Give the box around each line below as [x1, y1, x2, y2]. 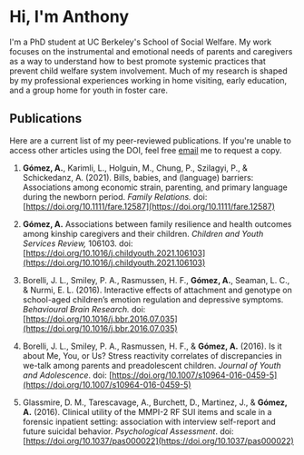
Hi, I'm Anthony [9, 6, 130, 27]
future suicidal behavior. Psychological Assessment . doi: [22, 425, 234, 437]
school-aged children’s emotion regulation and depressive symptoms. [22, 293, 284, 305]
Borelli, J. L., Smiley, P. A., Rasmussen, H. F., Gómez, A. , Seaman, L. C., [22, 274, 290, 285]
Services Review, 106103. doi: [22, 238, 133, 249]
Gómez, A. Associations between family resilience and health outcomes [22, 218, 292, 229]
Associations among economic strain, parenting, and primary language [22, 182, 288, 193]
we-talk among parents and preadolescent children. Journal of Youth [22, 360, 281, 371]
